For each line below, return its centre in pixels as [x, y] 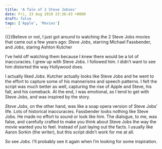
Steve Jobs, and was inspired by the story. [48, 97]
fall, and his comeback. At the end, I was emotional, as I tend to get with [77, 92]
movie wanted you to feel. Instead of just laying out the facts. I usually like [79, 127]
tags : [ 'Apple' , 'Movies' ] [32, 23]
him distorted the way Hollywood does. [44, 67]
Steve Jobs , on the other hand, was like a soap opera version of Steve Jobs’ [81, 106]
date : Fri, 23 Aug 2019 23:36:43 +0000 [45, 14]
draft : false [18, 18]
